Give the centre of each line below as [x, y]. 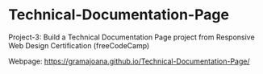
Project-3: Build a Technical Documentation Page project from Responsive [132, 37]
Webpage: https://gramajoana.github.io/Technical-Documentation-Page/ [129, 61]
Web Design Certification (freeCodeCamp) [79, 45]
